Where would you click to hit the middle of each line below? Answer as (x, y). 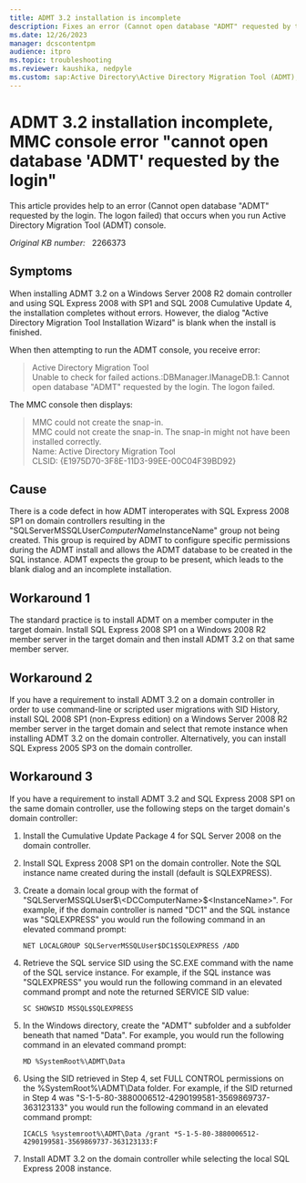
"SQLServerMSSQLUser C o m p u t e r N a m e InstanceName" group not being (145, 530)
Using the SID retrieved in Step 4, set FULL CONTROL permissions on (153, 1078)
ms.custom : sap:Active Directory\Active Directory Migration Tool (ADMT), (154, 77)
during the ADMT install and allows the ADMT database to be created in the (151, 550)
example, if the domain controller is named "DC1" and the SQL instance (156, 910)
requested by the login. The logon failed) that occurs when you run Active (148, 215)
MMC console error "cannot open (139, 141)
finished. (26, 332)
